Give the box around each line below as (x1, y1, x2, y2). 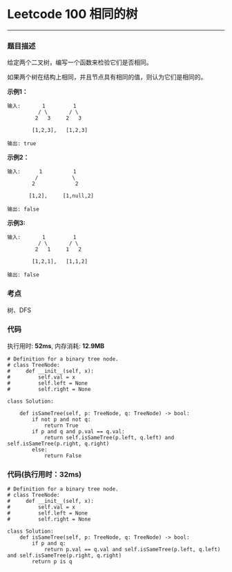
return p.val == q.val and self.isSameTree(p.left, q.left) (43, 546, 221, 553)
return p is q (32, 558, 72, 565)
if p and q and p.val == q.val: (32, 428, 126, 435)
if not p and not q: (32, 416, 91, 423)
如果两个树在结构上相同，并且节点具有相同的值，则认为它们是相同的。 (7, 73, 207, 82)
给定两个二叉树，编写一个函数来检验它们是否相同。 (7, 58, 153, 66)
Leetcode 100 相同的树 (7, 6, 138, 22)
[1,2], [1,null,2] (28, 193, 95, 200)
